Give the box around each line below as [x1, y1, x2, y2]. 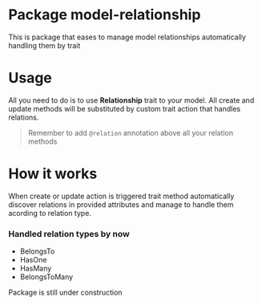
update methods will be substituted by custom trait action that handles [8, 104, 241, 113]
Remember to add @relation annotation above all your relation [27, 128, 234, 137]
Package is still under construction [8, 287, 123, 298]
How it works [8, 165, 98, 183]
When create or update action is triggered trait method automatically [8, 191, 235, 201]
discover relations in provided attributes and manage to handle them [8, 199, 234, 209]
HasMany [19, 263, 52, 274]
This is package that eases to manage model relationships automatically [8, 32, 247, 42]
